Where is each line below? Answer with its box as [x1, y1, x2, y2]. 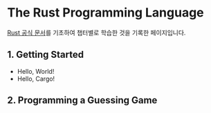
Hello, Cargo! [17, 74, 55, 83]
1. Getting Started [7, 49, 84, 61]
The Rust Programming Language [7, 5, 204, 21]
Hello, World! [17, 67, 55, 75]
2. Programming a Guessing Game [7, 94, 158, 106]
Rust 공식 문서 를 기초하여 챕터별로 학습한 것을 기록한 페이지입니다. [7, 28, 186, 37]
